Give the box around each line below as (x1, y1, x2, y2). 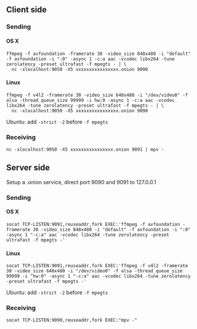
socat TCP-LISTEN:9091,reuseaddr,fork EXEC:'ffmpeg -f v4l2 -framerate (6, 263, 188, 269)
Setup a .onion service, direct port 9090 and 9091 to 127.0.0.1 (6, 178, 156, 185)
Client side (6, 5, 47, 15)
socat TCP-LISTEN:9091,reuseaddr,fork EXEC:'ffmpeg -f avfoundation (6, 221, 180, 227)
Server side (6, 163, 50, 173)
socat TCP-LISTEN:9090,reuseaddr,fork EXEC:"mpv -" (6, 317, 137, 324)
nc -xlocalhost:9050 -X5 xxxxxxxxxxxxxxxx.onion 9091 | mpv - (6, 147, 164, 153)
